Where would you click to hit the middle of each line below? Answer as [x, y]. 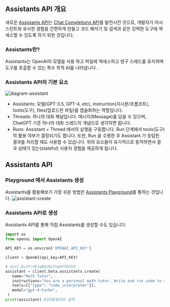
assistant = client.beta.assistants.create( [53, 271]
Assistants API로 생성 [32, 213]
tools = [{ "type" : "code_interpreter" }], [54, 286]
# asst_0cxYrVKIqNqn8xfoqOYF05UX [40, 266]
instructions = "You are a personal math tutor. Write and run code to [87, 281]
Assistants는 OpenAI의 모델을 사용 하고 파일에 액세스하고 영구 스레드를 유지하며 [84, 61]
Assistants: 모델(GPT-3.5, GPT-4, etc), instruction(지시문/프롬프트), [81, 104]
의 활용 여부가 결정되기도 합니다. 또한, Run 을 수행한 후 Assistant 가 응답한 [86, 135]
